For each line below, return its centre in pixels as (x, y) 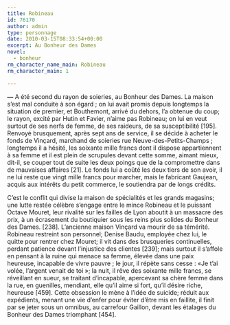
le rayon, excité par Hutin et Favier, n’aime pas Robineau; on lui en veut (107, 118)
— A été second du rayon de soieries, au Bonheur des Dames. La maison (111, 96)
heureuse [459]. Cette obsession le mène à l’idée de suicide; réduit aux (108, 292)
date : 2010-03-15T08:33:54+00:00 (55, 39)
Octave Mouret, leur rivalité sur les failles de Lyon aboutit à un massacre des (115, 212)
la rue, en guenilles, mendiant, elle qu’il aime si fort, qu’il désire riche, (105, 285)
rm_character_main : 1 (38, 71)
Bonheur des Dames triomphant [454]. (62, 314)
